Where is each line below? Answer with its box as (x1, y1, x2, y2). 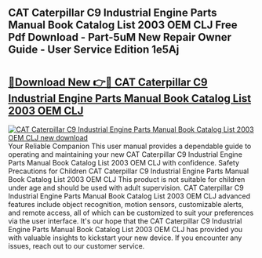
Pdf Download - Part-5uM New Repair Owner (8, 31, 232, 44)
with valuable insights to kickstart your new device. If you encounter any (8, 233, 242, 242)
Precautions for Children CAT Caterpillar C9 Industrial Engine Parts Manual (8, 166, 249, 176)
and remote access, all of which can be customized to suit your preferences (8, 208, 254, 217)
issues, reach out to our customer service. (8, 242, 145, 250)
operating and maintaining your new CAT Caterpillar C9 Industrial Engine (8, 150, 243, 159)
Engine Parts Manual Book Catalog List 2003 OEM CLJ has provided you (8, 225, 243, 234)
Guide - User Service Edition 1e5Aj (8, 43, 180, 56)
